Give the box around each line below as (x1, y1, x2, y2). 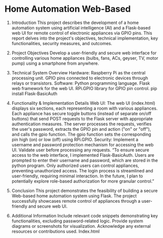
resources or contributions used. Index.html (11, 228, 100, 234)
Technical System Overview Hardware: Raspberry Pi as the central (11, 70, 146, 75)
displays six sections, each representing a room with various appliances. (11, 105, 158, 111)
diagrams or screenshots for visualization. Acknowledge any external (11, 223, 151, 229)
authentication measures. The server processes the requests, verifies (11, 121, 152, 127)
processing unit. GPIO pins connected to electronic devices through (11, 75, 148, 81)
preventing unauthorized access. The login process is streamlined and (11, 167, 153, 173)
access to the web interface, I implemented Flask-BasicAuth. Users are (11, 152, 155, 158)
